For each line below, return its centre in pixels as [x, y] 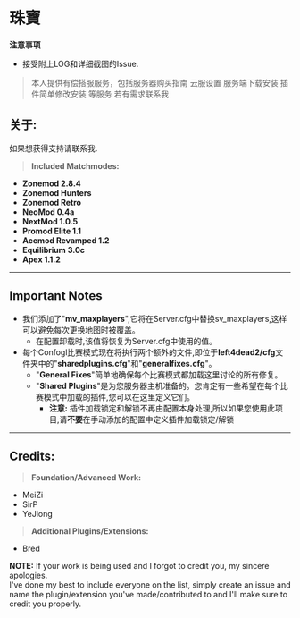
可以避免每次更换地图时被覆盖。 [81, 330]
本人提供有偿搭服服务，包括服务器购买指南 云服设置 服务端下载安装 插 [159, 82]
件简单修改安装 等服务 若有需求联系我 [100, 94]
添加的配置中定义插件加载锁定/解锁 [170, 419]
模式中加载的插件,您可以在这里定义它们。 [119, 397]
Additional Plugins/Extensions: [90, 531]
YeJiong [37, 514]
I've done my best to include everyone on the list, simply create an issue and [150, 585]
